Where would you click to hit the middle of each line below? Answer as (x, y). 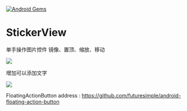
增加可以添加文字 (27, 72)
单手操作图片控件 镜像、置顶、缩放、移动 (56, 49)
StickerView (36, 33)
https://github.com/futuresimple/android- (131, 95)
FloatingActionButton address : (43, 95)
